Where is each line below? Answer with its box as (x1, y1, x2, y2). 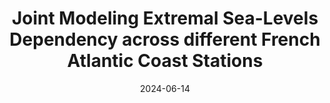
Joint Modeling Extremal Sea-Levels (11, 7, 319, 30)
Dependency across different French (9, 28, 321, 51)
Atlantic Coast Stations (66, 50, 264, 72)
